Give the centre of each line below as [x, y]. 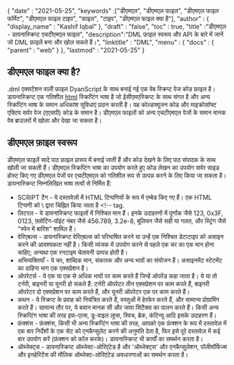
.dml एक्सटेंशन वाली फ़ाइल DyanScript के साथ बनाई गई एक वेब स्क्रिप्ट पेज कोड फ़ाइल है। [111, 89]
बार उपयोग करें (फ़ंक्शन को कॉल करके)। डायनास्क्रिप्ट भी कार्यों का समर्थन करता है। [110, 338]
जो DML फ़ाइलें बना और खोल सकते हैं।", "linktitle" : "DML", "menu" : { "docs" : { [111, 42]
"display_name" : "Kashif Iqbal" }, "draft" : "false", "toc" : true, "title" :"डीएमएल [117, 27]
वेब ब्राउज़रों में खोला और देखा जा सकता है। [55, 120]
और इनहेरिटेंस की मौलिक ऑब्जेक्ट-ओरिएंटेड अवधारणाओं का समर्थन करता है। [103, 355]
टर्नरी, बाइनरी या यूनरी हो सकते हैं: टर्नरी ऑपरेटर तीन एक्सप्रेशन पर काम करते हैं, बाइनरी [113, 284]
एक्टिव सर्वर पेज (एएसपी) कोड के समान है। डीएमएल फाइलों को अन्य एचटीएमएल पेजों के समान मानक [117, 113]
